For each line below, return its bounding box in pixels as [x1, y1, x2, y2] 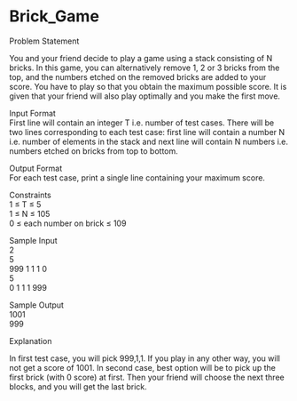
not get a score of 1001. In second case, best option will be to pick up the [9, 362, 277, 373]
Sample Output [9, 300, 65, 310]
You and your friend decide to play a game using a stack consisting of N [9, 52, 273, 63]
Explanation [9, 335, 52, 346]
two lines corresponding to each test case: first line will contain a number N [9, 126, 285, 137]
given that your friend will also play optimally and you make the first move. [9, 91, 281, 101]
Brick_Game [9, 6, 100, 27]
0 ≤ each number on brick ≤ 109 [9, 218, 127, 229]
